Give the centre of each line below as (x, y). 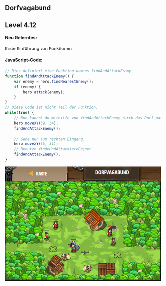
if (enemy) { (27, 87)
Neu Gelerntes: (21, 38)
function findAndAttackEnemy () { (40, 76)
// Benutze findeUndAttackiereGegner (53, 149)
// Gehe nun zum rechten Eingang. (49, 139)
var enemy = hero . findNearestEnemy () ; (54, 81)
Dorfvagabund (28, 8)
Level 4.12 (21, 25)
